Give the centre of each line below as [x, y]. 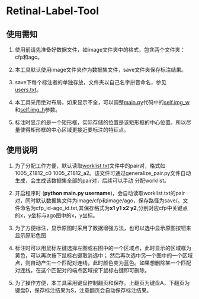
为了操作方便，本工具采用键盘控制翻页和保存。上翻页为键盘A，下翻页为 [102, 282]
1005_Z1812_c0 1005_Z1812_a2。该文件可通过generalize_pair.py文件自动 [103, 173]
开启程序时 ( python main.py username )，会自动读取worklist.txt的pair [100, 193]
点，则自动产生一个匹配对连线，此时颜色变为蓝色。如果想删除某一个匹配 [103, 263]
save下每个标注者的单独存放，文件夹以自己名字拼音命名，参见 [91, 82]
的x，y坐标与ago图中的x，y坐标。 [56, 215]
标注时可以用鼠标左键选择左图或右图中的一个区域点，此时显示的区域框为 [103, 248]
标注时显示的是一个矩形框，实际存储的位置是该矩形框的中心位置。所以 [100, 122]
